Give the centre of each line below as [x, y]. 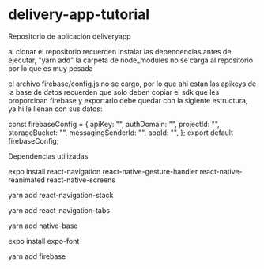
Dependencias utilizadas [48, 156]
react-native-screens [81, 180]
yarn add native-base [43, 226]
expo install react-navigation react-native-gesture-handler [103, 171]
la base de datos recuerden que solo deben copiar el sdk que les [114, 92]
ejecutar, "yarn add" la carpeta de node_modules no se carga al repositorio [131, 60]
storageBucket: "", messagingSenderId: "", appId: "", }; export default [121, 133]
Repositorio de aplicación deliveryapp [70, 36]
